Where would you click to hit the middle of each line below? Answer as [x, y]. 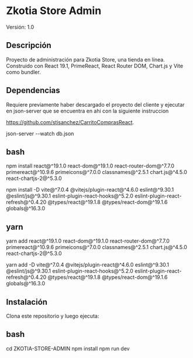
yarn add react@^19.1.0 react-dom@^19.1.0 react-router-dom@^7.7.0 [88, 241]
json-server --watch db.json [40, 134]
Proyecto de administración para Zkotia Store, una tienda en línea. [85, 59]
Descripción [29, 45]
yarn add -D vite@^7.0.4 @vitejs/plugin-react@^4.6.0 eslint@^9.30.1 [88, 265]
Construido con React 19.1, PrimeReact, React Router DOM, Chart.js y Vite [94, 66]
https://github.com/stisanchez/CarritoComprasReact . [70, 122]
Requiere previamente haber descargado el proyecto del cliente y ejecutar [96, 104]
